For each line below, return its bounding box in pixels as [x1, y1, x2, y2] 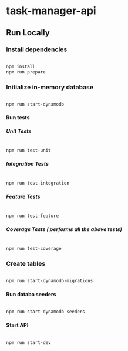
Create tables [6, 259, 46, 268]
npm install [6, 63, 35, 69]
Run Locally [6, 28, 50, 38]
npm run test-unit [6, 148, 51, 153]
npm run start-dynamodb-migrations [6, 278, 93, 284]
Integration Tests [6, 160, 49, 167]
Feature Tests [6, 193, 41, 200]
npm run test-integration [6, 180, 69, 186]
